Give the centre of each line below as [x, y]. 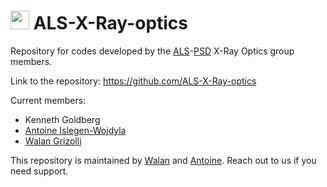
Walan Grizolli [53, 141]
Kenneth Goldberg [62, 119]
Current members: [48, 100]
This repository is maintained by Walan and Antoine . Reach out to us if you [163, 160]
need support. [39, 171]
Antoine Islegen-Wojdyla [75, 130]
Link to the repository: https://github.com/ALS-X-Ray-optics [133, 81]
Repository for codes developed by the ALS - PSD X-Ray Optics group [152, 51]
